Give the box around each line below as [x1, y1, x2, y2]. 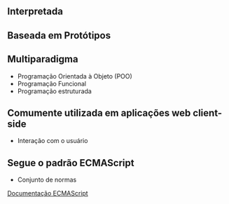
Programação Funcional [17, 79, 86, 88]
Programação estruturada [17, 87, 92, 95]
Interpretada [7, 6, 63, 18]
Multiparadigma [7, 53, 78, 65]
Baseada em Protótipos [7, 29, 111, 41]
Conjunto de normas [17, 175, 77, 184]
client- [192, 107, 223, 118]
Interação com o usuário [17, 137, 88, 145]
